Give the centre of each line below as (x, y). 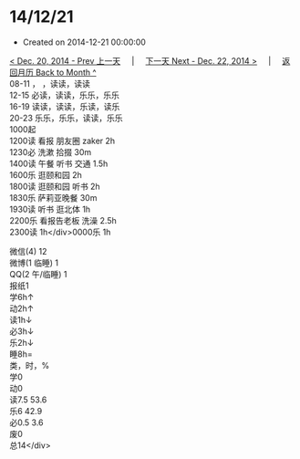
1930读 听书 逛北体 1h (50, 209)
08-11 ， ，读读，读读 (50, 83)
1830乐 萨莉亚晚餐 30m (53, 197)
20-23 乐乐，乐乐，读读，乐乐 (66, 118)
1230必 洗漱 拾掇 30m (51, 151)
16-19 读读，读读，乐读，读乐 (65, 106)
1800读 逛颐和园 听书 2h (55, 186)
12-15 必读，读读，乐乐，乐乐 (65, 95)
